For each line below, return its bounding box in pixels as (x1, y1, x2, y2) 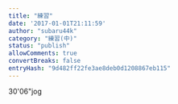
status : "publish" (8, 42, 70, 50)
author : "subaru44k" (8, 27, 78, 35)
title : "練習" (8, 11, 54, 20)
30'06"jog (8, 86, 43, 96)
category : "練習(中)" (8, 34, 77, 43)
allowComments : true (8, 49, 78, 57)
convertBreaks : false (8, 57, 81, 65)
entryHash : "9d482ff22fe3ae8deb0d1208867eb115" (8, 64, 172, 73)
